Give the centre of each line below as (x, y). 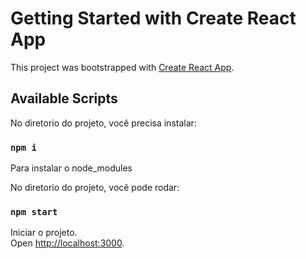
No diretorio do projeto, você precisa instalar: (103, 123)
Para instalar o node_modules (71, 168)
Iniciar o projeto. (44, 233)
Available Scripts (64, 98)
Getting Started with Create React (153, 18)
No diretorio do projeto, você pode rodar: (95, 188)
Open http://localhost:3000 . (67, 243)
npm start (34, 211)
